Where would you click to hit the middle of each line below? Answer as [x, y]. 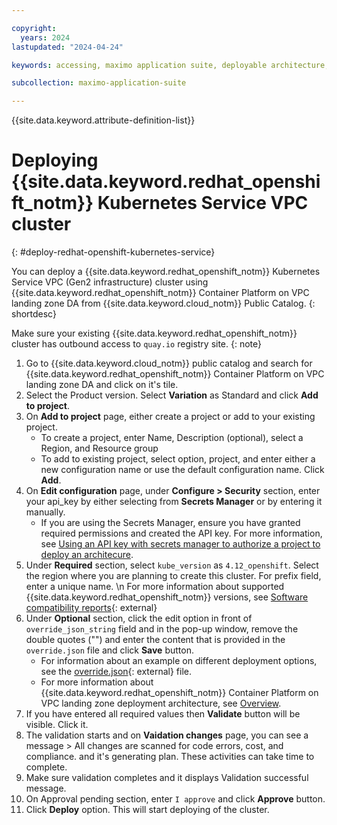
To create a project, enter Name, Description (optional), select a [172, 438]
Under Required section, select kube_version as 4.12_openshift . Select [172, 565]
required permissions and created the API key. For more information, [181, 533]
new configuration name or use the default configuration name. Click [182, 470]
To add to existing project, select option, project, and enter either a [178, 459]
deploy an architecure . [87, 555]
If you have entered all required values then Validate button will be [163, 714]
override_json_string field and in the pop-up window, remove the [162, 629]
